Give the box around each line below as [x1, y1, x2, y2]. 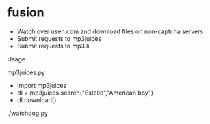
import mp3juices [16, 81, 67, 89]
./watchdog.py [7, 109, 48, 117]
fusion [7, 5, 44, 20]
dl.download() [16, 95, 57, 104]
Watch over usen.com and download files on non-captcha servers [16, 27, 204, 35]
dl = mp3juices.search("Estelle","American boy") [16, 89, 154, 97]
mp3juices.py [7, 68, 46, 76]
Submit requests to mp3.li [16, 42, 90, 50]
